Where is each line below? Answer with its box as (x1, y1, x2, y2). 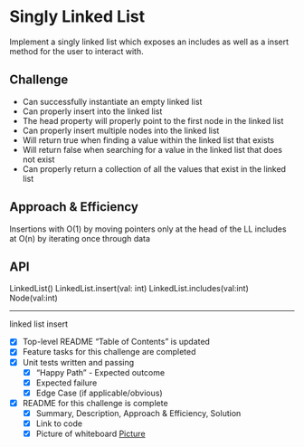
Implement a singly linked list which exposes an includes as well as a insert (9, 36, 290, 47)
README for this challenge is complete (22, 397, 169, 408)
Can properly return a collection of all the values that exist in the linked (22, 163, 287, 174)
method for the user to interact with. (9, 45, 144, 56)
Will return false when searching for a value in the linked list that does (22, 144, 283, 155)
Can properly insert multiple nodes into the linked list (22, 125, 220, 136)
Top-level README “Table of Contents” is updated (22, 337, 211, 347)
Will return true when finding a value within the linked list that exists (22, 134, 275, 146)
